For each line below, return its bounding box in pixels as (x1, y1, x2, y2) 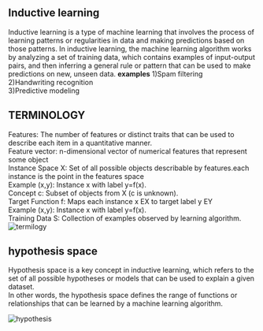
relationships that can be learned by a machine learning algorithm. (8, 299, 223, 308)
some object (8, 154, 49, 164)
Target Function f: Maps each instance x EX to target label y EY (8, 196, 213, 206)
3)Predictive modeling (8, 86, 80, 95)
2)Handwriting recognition (8, 77, 94, 87)
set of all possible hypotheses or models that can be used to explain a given (8, 273, 254, 283)
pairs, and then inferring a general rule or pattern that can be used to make (8, 61, 251, 70)
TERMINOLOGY (8, 109, 86, 122)
